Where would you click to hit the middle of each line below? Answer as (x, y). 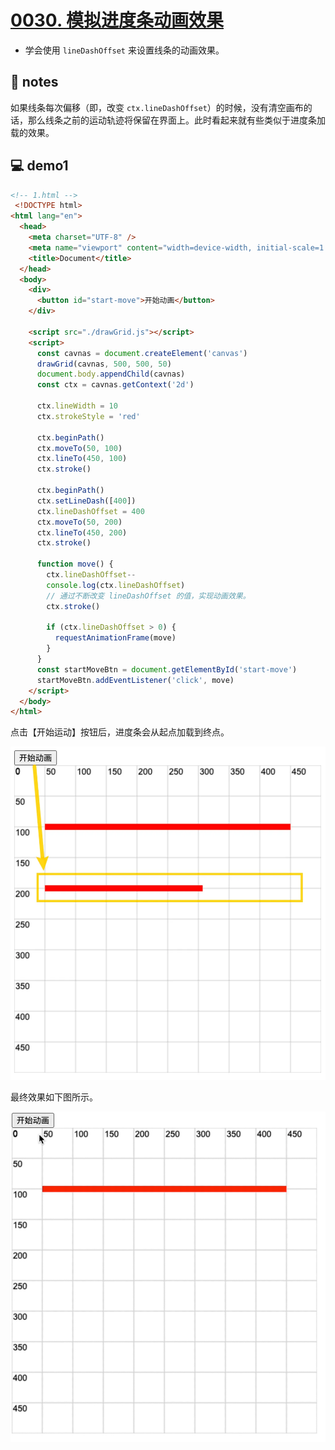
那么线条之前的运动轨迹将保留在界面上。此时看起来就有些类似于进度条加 (176, 120)
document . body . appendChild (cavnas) (111, 374)
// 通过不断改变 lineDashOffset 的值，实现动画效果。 (148, 596)
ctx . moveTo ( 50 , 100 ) (79, 448)
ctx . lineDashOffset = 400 (90, 511)
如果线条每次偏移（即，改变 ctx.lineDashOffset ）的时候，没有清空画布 (157, 107)
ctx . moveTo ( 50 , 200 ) (79, 522)
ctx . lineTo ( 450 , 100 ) (82, 459)
